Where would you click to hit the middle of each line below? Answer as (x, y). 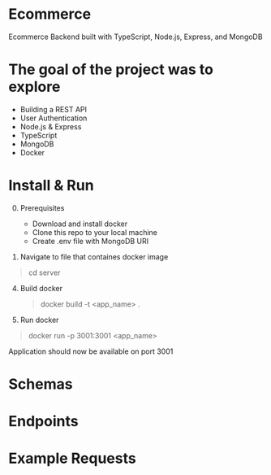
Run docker (39, 320)
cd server (44, 272)
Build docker (41, 288)
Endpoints (43, 422)
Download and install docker (80, 224)
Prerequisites (42, 207)
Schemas (41, 384)
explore (34, 87)
